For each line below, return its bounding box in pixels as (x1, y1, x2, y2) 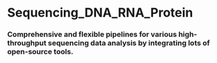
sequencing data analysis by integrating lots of (47, 38, 210, 48)
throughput (7, 38, 47, 48)
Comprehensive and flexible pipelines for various (7, 30, 177, 39)
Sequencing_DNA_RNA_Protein (7, 5, 193, 21)
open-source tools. (7, 47, 74, 57)
